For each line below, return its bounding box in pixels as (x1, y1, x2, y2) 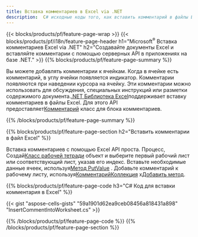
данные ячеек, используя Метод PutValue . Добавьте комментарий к (6, 164, 179, 172)
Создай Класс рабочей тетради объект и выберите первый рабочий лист (6, 152, 190, 159)
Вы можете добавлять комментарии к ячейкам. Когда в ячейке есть (6, 68, 179, 75)
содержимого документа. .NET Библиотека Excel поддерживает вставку (6, 93, 187, 100)
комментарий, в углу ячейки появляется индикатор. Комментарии (6, 74, 174, 81)
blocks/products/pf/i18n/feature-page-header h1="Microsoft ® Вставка (6, 37, 177, 45)
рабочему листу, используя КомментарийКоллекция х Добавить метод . (6, 171, 186, 178)
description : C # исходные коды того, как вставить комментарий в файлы (6, 14, 189, 20)
